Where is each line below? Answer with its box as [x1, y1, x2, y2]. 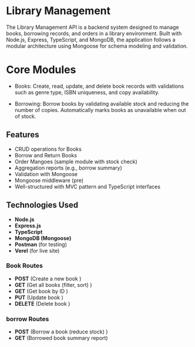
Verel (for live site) [14, 247, 60, 254]
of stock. [14, 113, 36, 120]
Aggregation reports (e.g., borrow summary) [14, 164, 122, 171]
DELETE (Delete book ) [14, 300, 70, 307]
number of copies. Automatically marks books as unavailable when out [14, 106, 186, 113]
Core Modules [6, 63, 76, 77]
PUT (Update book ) [14, 293, 63, 301]
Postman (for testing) [14, 240, 68, 248]
